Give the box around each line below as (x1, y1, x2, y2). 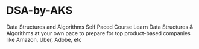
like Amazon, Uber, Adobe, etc (6, 36, 82, 43)
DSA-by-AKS (6, 4, 73, 17)
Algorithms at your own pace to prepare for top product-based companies (6, 29, 191, 36)
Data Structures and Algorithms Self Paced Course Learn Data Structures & (6, 23, 194, 30)
